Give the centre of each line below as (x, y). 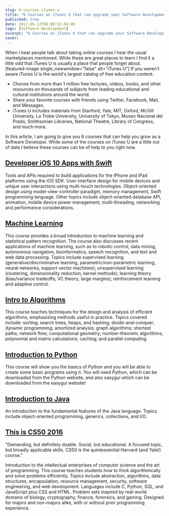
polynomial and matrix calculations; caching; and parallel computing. (76, 339)
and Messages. (28, 105)
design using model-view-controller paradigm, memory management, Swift (83, 191)
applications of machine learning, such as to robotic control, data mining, (81, 246)
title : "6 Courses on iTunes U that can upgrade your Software (73, 15)
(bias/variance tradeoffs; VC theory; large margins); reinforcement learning (83, 278)
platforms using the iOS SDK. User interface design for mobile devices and (82, 180)
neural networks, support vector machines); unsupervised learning (74, 268)
